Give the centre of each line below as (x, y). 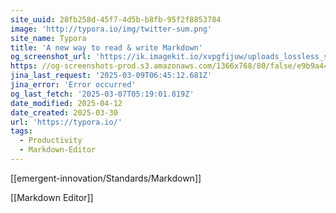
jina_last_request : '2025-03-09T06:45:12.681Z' (111, 76)
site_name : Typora (48, 38)
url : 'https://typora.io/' (66, 122)
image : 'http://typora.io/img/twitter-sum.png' (111, 29)
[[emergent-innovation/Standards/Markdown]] (106, 178)
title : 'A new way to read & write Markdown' (106, 47)
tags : (21, 131)
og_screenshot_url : (51, 57)
